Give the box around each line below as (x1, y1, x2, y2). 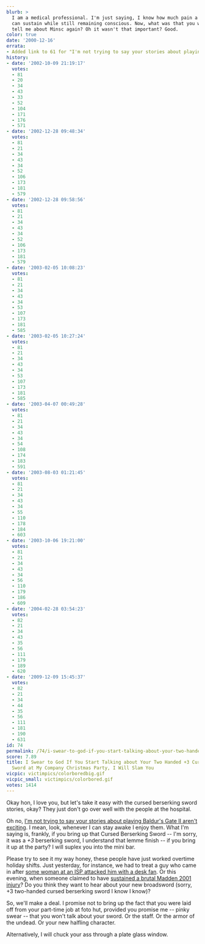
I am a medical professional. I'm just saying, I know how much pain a (12, 15, 198, 21)
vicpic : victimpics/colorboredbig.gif (6, 771, 105, 777)
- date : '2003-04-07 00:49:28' (6, 401, 86, 407)
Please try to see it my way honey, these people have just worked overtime (6, 855, 195, 862)
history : (6, 54, 29, 61)
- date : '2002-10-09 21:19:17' (6, 60, 86, 66)
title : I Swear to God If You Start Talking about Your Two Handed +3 (6, 759, 190, 765)
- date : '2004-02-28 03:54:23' (6, 606, 86, 612)
